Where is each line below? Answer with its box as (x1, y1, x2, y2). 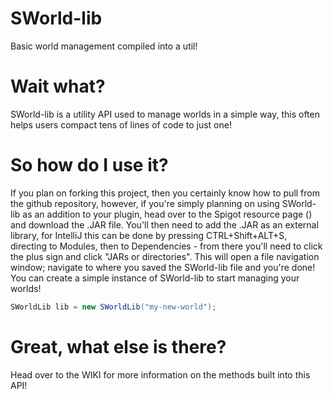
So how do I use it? (10, 154, 169, 177)
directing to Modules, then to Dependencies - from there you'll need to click (10, 240, 323, 252)
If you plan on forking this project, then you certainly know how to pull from (10, 187, 320, 199)
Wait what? (10, 75, 106, 98)
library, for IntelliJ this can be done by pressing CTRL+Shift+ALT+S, (10, 229, 288, 241)
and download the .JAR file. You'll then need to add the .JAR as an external (10, 218, 319, 231)
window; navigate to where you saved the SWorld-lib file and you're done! (10, 261, 316, 273)
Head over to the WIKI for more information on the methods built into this (10, 368, 311, 381)
